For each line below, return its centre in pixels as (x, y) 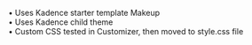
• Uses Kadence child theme (61, 22)
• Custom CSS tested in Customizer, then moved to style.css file (126, 31)
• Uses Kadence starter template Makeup (84, 13)
